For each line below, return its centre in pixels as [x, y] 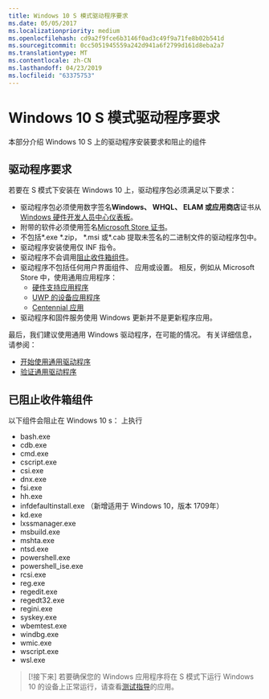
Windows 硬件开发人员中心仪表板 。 [79, 217]
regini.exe [37, 609]
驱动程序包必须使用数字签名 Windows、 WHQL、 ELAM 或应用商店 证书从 [141, 207]
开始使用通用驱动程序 [55, 362]
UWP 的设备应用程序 [66, 297]
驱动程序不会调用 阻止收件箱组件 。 [76, 257]
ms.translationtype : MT [48, 53]
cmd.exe [35, 454]
